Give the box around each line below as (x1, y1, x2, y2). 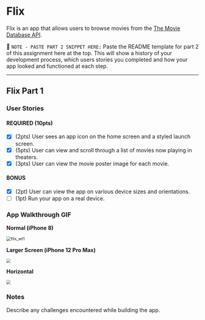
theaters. (15, 153, 38, 160)
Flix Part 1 (6, 86, 44, 96)
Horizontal (6, 267, 34, 275)
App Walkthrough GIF (6, 210, 71, 218)
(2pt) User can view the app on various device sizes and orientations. (15, 188, 190, 195)
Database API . (6, 31, 42, 38)
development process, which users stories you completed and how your (6, 56, 188, 63)
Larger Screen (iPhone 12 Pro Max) (6, 247, 96, 254)
